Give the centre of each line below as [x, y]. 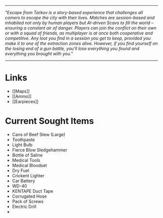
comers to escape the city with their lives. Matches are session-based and [80, 18]
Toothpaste [23, 140]
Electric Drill [24, 206]
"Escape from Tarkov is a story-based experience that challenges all [74, 12]
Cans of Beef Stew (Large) [39, 134]
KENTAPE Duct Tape [33, 191]
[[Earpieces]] [25, 101]
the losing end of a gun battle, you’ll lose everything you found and [72, 48]
